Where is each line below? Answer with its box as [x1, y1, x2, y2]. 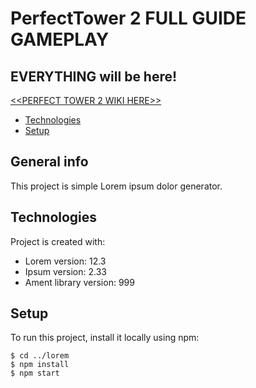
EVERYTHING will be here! [10, 68, 178, 85]
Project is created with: [10, 235, 106, 247]
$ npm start [10, 368, 60, 379]
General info [10, 153, 89, 171]
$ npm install [10, 360, 70, 370]
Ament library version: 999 [24, 276, 135, 288]
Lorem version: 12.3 [24, 255, 107, 267]
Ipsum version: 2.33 [24, 265, 107, 277]
